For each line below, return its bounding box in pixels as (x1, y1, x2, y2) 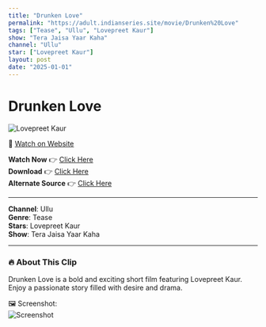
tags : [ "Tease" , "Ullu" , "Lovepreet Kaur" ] (8, 26, 154, 34)
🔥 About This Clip (8, 257, 78, 268)
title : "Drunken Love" (8, 11, 83, 20)
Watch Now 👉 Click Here (8, 154, 93, 164)
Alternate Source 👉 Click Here (8, 178, 112, 188)
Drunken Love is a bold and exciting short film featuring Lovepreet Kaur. (8, 274, 243, 283)
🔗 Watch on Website (8, 139, 74, 148)
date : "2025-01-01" (8, 63, 73, 71)
